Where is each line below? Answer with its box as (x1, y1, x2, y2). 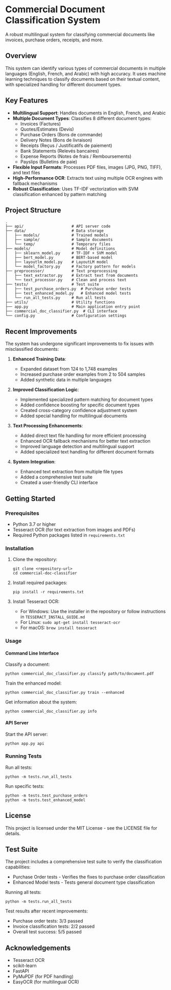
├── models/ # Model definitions (5, 246, 115, 251)
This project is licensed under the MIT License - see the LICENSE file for (5, 825, 157, 831)
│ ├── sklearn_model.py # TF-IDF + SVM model (5, 251, 117, 256)
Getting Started (5, 494, 56, 503)
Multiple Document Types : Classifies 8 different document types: (12, 115, 152, 121)
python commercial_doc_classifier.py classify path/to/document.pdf (5, 671, 154, 677)
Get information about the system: (5, 699, 78, 705)
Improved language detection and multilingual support (20, 443, 134, 450)
